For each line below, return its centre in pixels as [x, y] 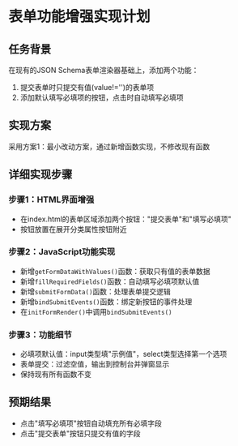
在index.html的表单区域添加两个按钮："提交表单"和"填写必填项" [126, 219]
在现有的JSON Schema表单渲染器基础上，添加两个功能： [104, 70]
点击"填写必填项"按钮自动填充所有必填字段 [91, 423]
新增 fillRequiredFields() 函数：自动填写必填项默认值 [110, 281]
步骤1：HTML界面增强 [51, 199]
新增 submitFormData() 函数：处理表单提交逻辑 [96, 291]
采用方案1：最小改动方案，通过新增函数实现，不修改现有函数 [109, 146]
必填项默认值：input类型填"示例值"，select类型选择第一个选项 [123, 354]
